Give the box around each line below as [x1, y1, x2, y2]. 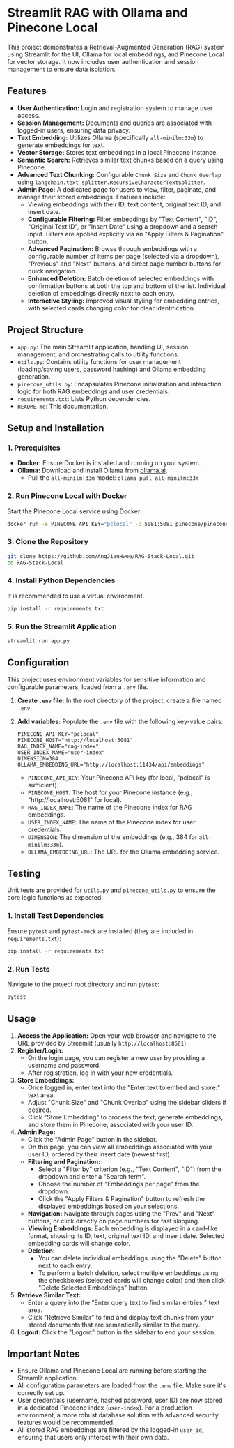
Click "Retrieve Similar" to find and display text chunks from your [27, 1313, 214, 1321]
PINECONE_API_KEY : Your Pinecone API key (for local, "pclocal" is [27, 773, 210, 782]
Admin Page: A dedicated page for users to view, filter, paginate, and [17, 185, 217, 193]
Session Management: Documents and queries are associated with [17, 119, 212, 127]
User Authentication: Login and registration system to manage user [17, 103, 213, 112]
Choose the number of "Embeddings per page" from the [38, 1179, 200, 1188]
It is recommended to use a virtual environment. [7, 591, 145, 600]
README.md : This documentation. [17, 402, 109, 410]
